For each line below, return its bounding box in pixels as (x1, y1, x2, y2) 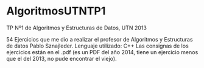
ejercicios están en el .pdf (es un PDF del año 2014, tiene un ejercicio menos (6, 48, 199, 55)
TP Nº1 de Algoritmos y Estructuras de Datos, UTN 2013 (6, 24, 147, 31)
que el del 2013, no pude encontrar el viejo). (6, 55, 117, 62)
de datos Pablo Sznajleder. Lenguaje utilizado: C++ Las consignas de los (6, 42, 189, 49)
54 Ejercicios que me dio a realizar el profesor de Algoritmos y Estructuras (6, 36, 193, 43)
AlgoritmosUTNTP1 (6, 4, 106, 18)
